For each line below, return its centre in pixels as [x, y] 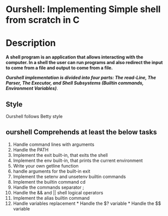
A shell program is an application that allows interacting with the [74, 57]
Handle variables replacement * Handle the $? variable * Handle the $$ [87, 203]
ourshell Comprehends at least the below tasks [81, 132]
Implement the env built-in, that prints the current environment [78, 160]
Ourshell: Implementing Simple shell [83, 9]
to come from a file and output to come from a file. [59, 68]
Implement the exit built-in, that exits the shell [60, 155]
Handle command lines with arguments [54, 144]
